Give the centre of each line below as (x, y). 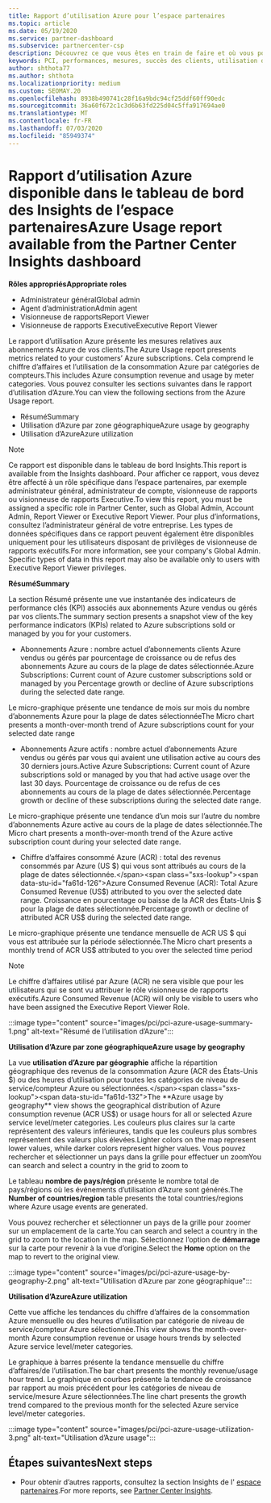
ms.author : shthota (41, 76)
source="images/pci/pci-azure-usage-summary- (171, 1022)
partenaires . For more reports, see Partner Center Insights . (117, 1491)
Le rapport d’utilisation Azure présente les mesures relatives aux (115, 340)
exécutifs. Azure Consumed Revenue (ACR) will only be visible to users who (133, 998)
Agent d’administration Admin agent (79, 308)
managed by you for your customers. (70, 633)
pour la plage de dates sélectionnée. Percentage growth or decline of (134, 908)
